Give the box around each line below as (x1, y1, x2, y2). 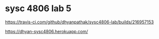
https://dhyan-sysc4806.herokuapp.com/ (5, 28, 88, 34)
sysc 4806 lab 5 (5, 3, 71, 14)
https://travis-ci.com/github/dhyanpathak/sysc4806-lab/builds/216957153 (5, 19, 154, 25)
